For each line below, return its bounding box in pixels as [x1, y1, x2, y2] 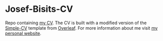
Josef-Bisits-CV [5, 3, 73, 15]
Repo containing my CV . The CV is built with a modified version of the [5, 20, 147, 26]
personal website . [5, 30, 41, 36]
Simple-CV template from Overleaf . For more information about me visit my [5, 25, 158, 31]
